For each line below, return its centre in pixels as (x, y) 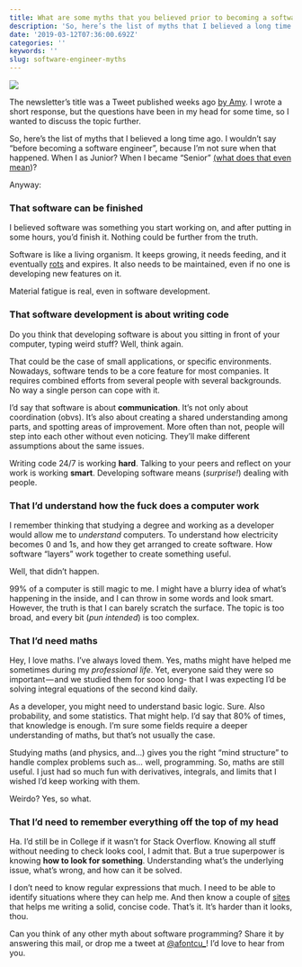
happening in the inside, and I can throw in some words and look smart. (142, 598)
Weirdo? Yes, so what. (50, 799)
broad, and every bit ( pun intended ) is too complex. (104, 617)
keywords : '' (34, 51)
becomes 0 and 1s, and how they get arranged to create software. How (141, 544)
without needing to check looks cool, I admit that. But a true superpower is (147, 851)
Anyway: (26, 185)
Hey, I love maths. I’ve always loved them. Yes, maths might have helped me (151, 660)
